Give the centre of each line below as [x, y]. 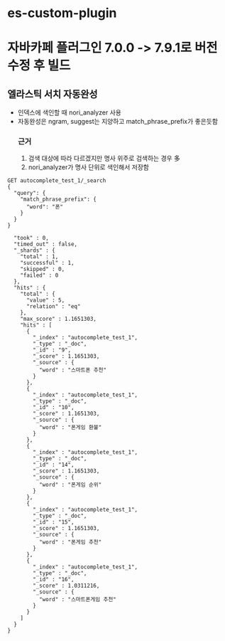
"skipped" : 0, [43, 269]
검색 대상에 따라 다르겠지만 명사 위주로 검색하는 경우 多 [104, 159]
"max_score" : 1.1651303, [59, 319]
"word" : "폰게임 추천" [70, 542]
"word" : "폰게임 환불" [70, 428]
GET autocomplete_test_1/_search [57, 181]
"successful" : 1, [47, 263]
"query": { [30, 194]
